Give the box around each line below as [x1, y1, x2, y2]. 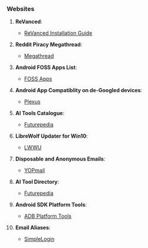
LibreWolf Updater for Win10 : [15, 132, 88, 140]
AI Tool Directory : [15, 178, 60, 185]
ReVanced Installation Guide [24, 30, 93, 37]
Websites [6, 5, 35, 13]
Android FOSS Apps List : [15, 64, 77, 71]
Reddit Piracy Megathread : [15, 41, 83, 48]
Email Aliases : [15, 224, 51, 231]
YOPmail [24, 167, 45, 174]
